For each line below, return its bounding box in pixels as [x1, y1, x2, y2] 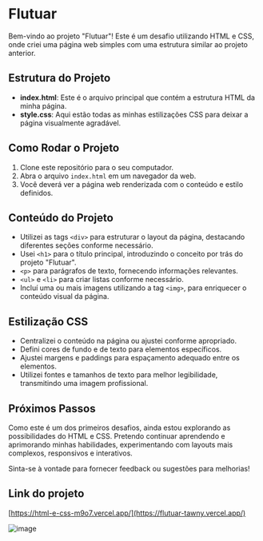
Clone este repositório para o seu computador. [19, 162, 174, 172]
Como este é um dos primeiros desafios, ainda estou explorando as [8, 423, 231, 432]
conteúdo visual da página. [19, 292, 110, 301]
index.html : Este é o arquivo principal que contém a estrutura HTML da [19, 93, 256, 102]
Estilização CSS [8, 315, 89, 328]
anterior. [8, 48, 36, 58]
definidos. [19, 188, 54, 197]
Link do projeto [8, 487, 85, 500]
